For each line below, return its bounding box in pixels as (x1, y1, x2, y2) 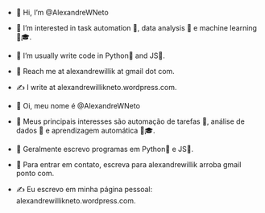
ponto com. (15, 169, 55, 178)
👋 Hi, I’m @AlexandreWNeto (15, 8, 109, 17)
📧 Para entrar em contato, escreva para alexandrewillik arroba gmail (15, 160, 242, 169)
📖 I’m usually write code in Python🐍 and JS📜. (15, 51, 165, 60)
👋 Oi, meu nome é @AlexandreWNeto (15, 101, 141, 110)
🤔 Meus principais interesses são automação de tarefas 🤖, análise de (15, 117, 246, 126)
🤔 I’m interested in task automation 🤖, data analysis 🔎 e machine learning (15, 23, 258, 32)
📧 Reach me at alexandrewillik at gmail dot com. (15, 67, 175, 76)
